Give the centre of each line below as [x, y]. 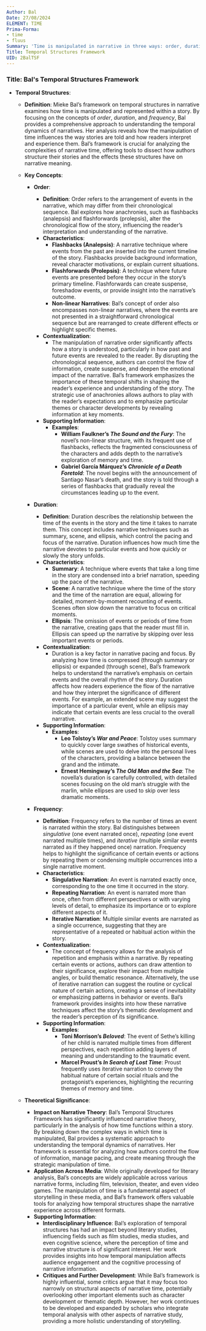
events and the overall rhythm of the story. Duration [117, 679]
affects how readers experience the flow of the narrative [123, 686]
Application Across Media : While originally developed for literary [116, 1171]
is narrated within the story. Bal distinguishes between [111, 827]
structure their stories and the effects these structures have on [104, 157]
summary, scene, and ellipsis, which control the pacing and [118, 536]
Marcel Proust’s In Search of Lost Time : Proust [121, 1062]
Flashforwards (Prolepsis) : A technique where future [119, 270]
